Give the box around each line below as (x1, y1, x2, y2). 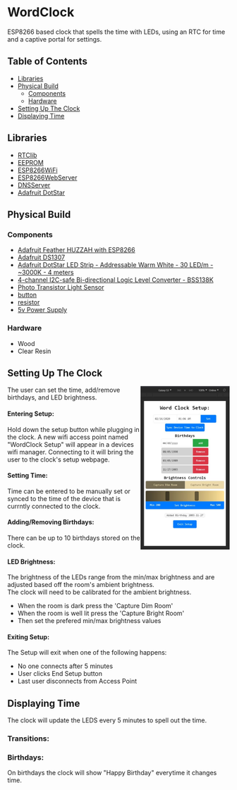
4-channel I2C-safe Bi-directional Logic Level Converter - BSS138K (17, 276, 214, 284)
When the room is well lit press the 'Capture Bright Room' (17, 609, 185, 617)
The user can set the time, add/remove (7, 385, 121, 395)
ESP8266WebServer (17, 173, 78, 182)
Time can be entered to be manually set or (7, 487, 130, 495)
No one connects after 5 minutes (17, 662, 114, 670)
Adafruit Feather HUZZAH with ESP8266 (17, 246, 135, 254)
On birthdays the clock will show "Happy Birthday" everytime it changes (7, 769, 217, 777)
